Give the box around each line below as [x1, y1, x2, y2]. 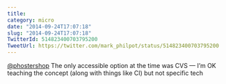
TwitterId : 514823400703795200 [7, 36, 98, 43]
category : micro [7, 17, 54, 24]
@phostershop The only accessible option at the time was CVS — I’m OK [7, 62, 217, 69]
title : [7, 10, 26, 17]
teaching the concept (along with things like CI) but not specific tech [7, 69, 204, 77]
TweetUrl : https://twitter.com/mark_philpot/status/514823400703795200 [7, 42, 219, 49]
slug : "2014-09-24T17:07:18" [7, 29, 92, 37]
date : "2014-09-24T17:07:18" [7, 23, 92, 30]
